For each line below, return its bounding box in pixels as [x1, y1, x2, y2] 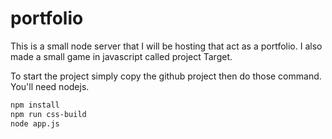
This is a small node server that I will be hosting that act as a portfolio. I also [10, 40, 323, 52]
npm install [10, 100, 60, 110]
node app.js [10, 118, 60, 129]
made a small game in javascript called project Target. [10, 50, 233, 62]
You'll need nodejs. [10, 80, 90, 92]
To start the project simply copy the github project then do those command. [10, 70, 322, 82]
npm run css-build [10, 109, 87, 119]
